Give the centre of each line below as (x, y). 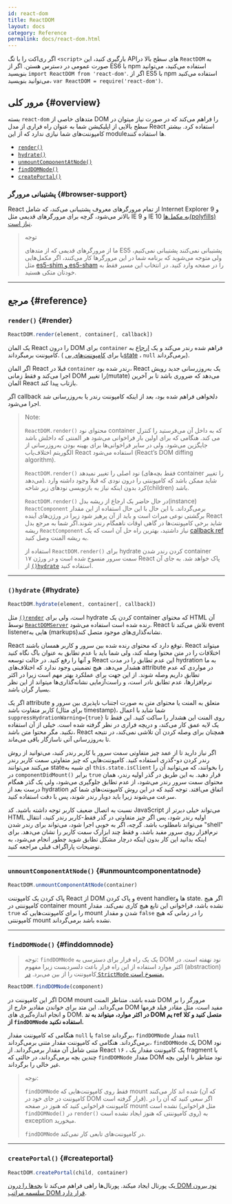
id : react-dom (28, 13)
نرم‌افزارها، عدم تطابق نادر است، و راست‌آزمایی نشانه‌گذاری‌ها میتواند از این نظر (110, 682)
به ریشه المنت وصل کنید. (56, 538)
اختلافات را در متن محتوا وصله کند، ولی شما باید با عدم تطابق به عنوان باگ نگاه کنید (114, 653)
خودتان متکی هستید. (51, 272)
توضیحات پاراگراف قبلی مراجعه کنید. (55, 846)
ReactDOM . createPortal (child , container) (68, 1172)
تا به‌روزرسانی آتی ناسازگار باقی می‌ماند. (59, 739)
